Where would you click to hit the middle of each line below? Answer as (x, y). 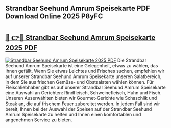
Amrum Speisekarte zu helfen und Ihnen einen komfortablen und (73, 114)
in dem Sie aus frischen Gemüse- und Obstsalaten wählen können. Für (80, 82)
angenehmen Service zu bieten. (39, 120)
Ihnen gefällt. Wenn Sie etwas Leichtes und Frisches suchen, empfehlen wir (85, 71)
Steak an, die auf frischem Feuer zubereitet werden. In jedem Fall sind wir (83, 104)
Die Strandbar (132, 60)
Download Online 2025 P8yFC (54, 17)
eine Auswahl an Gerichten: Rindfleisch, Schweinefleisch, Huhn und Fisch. (83, 93)
